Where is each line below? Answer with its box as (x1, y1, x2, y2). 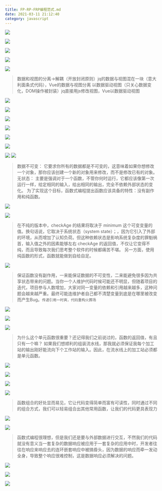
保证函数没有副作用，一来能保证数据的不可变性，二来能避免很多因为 (16, 273, 153, 278)
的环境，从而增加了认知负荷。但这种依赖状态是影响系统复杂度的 (16, 235, 145, 240)
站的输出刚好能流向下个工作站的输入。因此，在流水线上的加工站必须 (16, 347, 153, 353)
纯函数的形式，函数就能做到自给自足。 (16, 253, 94, 259)
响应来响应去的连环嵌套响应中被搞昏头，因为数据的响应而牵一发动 (25, 447, 158, 452)
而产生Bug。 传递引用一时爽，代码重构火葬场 (16, 297, 97, 303)
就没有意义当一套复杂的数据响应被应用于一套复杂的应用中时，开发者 (16, 441, 153, 447)
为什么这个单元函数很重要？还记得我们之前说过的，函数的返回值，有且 (16, 334, 158, 340)
